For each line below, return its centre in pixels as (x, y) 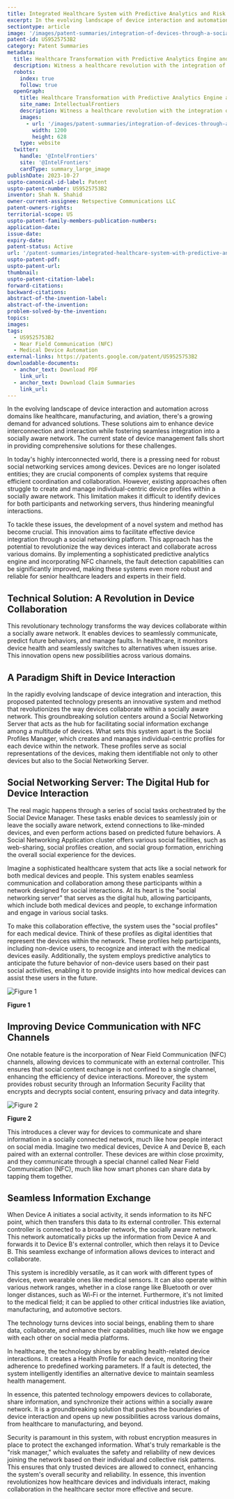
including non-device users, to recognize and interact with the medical (109, 948)
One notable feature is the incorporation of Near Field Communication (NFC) (117, 1054)
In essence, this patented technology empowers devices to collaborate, (110, 1395)
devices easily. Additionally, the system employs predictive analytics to (109, 955)
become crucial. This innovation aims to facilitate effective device (101, 532)
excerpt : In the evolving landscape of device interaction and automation (118, 20)
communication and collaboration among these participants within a (104, 883)
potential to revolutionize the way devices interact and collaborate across (112, 547)
